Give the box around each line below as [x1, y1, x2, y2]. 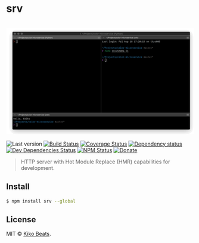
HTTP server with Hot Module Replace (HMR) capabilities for [20, 158, 170, 165]
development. [20, 164, 55, 171]
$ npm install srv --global [6, 198, 76, 204]
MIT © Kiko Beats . [6, 231, 52, 238]
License [6, 214, 36, 225]
